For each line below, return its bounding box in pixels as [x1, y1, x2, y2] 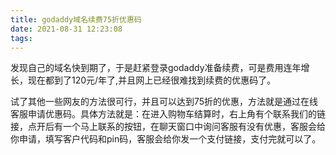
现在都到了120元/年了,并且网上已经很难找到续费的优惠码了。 [27, 74, 277, 86]
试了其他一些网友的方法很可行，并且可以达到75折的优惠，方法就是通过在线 [10, 96, 319, 108]
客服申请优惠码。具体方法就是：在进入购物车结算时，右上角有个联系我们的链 [10, 108, 326, 120]
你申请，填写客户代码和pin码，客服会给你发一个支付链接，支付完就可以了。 [10, 133, 322, 145]
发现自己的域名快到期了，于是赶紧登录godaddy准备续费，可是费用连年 [10, 62, 302, 74]
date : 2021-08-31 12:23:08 [10, 24, 123, 34]
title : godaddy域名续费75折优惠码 [10, 14, 142, 25]
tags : [10, 33, 33, 43]
